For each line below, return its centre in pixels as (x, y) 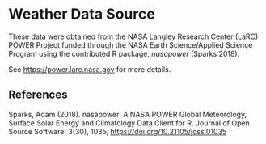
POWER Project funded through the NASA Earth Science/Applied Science (131, 44)
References (38, 95)
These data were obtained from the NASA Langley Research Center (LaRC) (133, 36)
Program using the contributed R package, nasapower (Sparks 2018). (124, 53)
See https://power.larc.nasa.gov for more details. (90, 69)
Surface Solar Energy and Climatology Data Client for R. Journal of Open (129, 123)
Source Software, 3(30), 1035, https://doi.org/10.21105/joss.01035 (118, 131)
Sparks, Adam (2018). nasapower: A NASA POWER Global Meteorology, (128, 114)
